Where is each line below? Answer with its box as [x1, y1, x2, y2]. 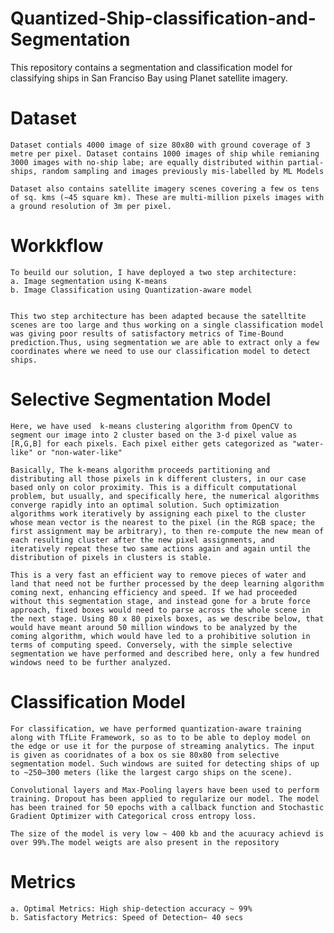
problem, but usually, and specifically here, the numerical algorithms [10, 491, 320, 501]
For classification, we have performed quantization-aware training [10, 723, 302, 734]
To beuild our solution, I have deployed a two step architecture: [10, 267, 298, 277]
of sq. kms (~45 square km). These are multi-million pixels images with [10, 192, 325, 202]
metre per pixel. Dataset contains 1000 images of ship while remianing [10, 148, 320, 159]
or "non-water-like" [36, 447, 123, 457]
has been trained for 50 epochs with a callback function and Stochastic [10, 802, 325, 812]
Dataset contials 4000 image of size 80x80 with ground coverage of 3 [10, 140, 311, 150]
